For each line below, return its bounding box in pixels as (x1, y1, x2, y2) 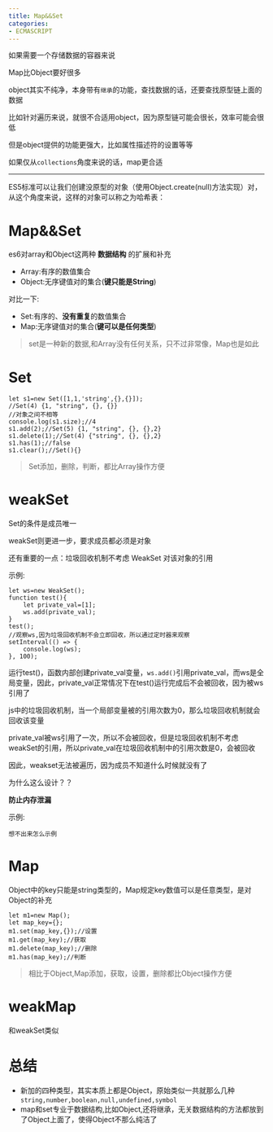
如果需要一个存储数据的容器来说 (8, 50, 115, 60)
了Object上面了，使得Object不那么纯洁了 (19, 1115, 158, 1124)
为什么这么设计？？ (8, 778, 73, 788)
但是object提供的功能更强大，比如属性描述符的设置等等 (8, 140, 193, 150)
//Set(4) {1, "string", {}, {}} (8, 402, 118, 410)
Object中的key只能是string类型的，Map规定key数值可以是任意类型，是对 (8, 885, 252, 895)
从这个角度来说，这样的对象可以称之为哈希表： (8, 192, 165, 202)
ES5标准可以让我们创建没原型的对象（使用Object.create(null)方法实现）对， (8, 182, 262, 192)
